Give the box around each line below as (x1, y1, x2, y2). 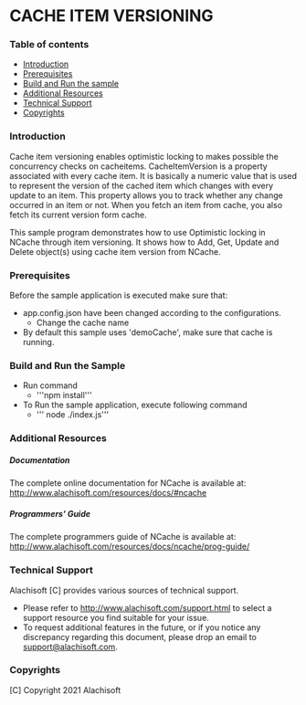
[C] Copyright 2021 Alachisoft (9, 684, 121, 695)
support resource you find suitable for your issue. (22, 612, 210, 623)
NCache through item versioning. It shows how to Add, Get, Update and (9, 237, 280, 247)
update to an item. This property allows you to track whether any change (9, 189, 283, 201)
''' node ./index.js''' (36, 409, 110, 420)
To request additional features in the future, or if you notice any (22, 622, 261, 633)
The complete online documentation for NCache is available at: (9, 478, 247, 489)
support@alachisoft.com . (22, 641, 119, 652)
